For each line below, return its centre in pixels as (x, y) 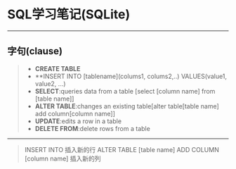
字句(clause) (35, 51)
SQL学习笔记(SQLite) (69, 14)
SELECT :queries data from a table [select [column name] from (125, 91)
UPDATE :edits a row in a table (78, 121)
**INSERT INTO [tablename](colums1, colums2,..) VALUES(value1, (131, 76)
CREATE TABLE (58, 68)
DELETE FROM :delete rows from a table (93, 128)
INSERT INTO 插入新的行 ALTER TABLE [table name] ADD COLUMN (122, 149)
